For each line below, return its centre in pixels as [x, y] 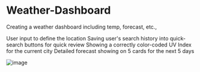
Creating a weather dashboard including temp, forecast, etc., [82, 27]
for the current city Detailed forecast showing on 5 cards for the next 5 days [100, 51]
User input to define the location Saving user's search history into [87, 38]
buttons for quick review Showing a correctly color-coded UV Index [108, 45]
